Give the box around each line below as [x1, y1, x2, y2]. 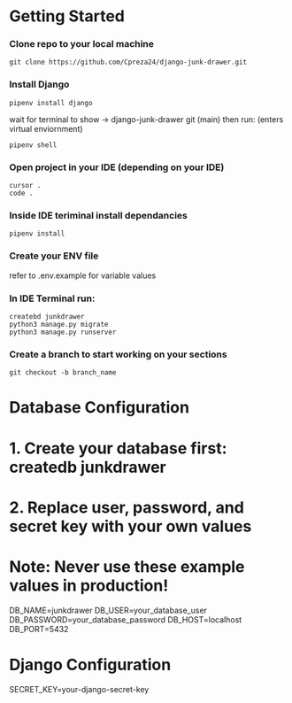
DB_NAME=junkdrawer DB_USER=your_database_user [9, 605, 208, 615]
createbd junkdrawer [9, 312, 86, 321]
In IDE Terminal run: [9, 292, 96, 305]
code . [9, 189, 34, 198]
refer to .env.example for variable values [9, 270, 157, 281]
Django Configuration [9, 654, 172, 675]
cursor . [9, 182, 42, 190]
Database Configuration [9, 398, 190, 418]
